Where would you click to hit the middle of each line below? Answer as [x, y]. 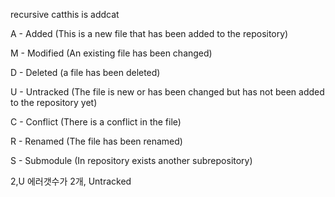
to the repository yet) [54, 102]
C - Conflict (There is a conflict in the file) [96, 122]
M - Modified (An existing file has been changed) [111, 53]
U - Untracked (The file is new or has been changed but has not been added [167, 92]
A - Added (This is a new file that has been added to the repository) [149, 33]
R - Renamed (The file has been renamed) [96, 141]
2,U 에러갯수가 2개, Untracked [71, 181]
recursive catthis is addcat [65, 14]
